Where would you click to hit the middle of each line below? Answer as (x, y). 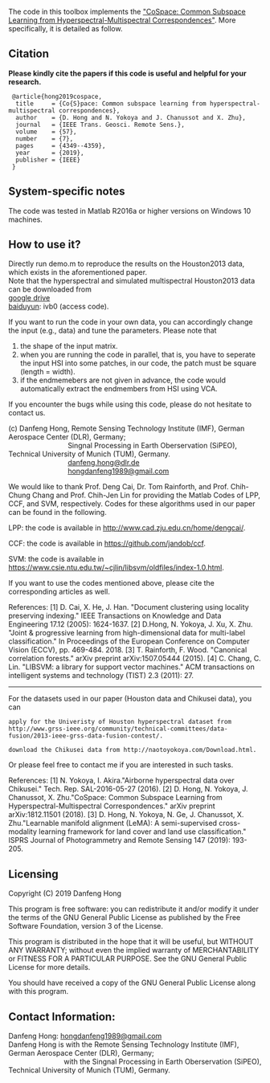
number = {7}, (45, 139)
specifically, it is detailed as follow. (65, 29)
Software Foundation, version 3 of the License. (86, 926)
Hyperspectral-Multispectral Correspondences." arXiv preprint (112, 806)
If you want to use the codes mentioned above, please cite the (111, 583)
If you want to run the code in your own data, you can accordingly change (131, 322)
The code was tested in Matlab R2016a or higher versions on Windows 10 (130, 210)
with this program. (39, 991)
